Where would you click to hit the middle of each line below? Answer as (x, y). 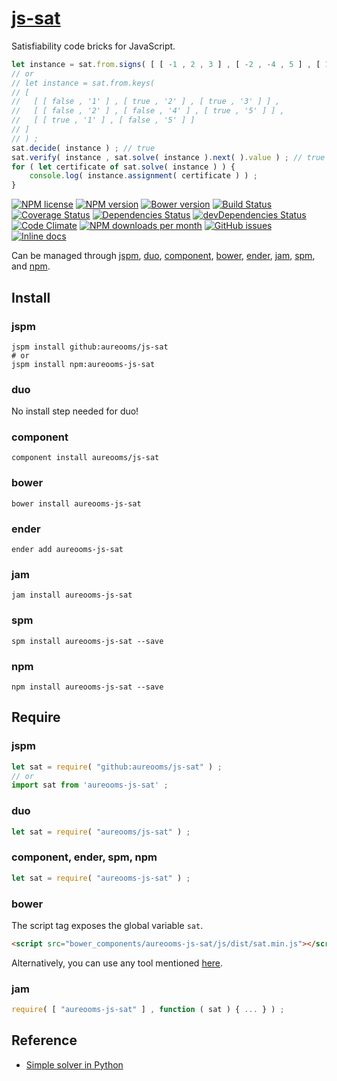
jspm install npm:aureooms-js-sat (83, 364)
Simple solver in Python (74, 1064)
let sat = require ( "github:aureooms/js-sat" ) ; (117, 767)
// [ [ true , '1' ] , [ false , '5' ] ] (103, 120)
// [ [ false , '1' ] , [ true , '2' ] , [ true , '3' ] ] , (146, 102)
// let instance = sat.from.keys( (83, 83)
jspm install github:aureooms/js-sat (90, 347)
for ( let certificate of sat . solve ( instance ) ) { (123, 167)
